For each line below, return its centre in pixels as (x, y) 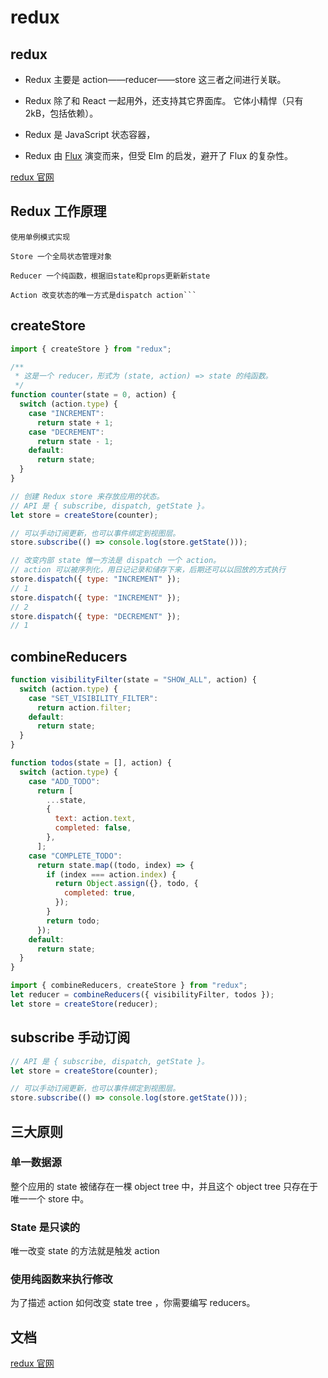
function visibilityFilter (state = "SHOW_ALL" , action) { (133, 680)
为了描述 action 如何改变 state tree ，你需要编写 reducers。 (133, 1303)
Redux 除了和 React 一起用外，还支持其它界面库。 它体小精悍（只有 (164, 100)
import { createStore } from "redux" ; (91, 349)
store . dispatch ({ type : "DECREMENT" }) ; (96, 616)
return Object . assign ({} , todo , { (126, 884)
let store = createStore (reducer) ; (84, 1004)
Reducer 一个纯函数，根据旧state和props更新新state (110, 276)
